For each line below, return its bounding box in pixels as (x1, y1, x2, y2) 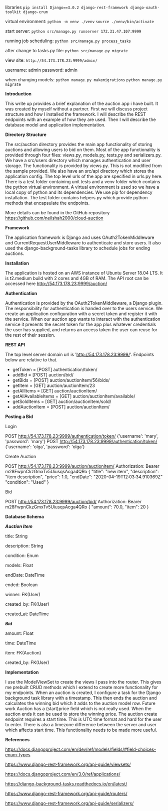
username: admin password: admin (5, 67, 78, 73)
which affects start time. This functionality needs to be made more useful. (5, 727, 157, 733)
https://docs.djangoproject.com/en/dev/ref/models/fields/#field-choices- (5, 746, 156, 752)
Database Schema (5, 514, 44, 519)
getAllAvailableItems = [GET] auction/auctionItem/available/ (12, 393, 135, 399)
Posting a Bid (5, 414, 33, 420)
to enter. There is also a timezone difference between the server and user (5, 722, 156, 727)
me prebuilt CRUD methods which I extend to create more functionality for (5, 685, 158, 690)
